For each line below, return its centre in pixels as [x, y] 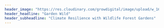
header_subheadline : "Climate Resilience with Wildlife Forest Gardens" [80, 18]
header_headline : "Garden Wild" [37, 14]
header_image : [19, 9]
